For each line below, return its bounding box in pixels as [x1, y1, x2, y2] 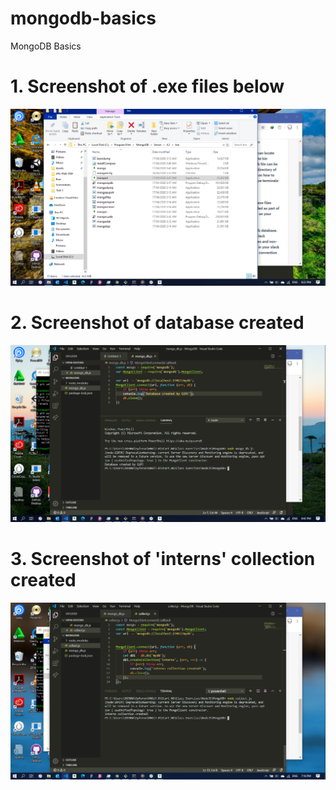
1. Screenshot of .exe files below [10, 75, 285, 98]
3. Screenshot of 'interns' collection [10, 548, 316, 570]
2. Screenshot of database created [10, 312, 305, 334]
